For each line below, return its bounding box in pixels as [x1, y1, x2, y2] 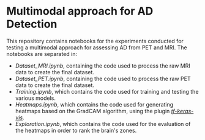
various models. [15, 94, 56, 102]
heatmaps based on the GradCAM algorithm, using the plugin [15, 107, 170, 114]
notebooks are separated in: [6, 50, 78, 57]
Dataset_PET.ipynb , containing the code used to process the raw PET [15, 75, 191, 82]
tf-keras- [171, 107, 194, 114]
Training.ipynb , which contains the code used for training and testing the [15, 88, 199, 95]
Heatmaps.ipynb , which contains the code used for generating [15, 100, 174, 108]
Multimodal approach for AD [6, 4, 154, 18]
